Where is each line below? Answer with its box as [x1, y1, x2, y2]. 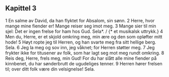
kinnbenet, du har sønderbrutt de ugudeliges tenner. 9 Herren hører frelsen [5, 60, 162, 66]
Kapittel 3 [5, 4, 37, 13]
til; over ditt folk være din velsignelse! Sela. [5, 66, 95, 72]
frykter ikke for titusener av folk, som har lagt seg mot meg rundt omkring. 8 [5, 50, 164, 56]
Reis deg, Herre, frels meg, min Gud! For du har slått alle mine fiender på [5, 55, 157, 61]
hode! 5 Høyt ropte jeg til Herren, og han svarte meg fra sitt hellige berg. [5, 39, 156, 45]
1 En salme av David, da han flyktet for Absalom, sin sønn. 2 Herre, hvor [5, 17, 155, 23]
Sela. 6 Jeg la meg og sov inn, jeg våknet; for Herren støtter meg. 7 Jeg [5, 44, 155, 50]
